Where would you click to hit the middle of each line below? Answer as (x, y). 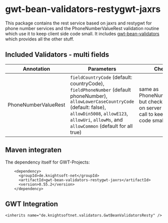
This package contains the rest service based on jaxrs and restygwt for (78, 23)
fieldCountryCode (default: (101, 77)
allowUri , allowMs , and (96, 119)
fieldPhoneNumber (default (100, 89)
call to (146, 114)
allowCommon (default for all (101, 126)
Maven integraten (33, 150)
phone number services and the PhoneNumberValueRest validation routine (82, 28)
